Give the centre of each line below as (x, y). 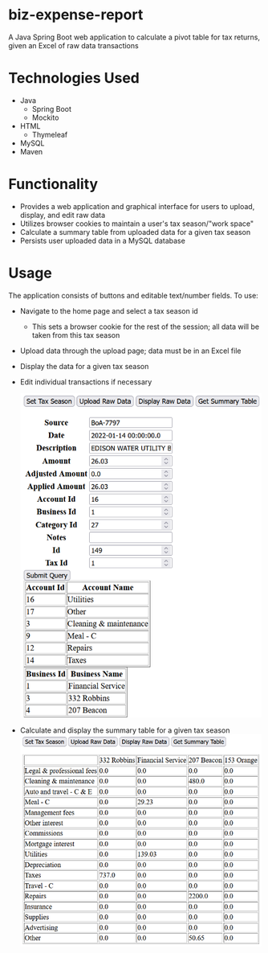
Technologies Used (74, 78)
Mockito (45, 117)
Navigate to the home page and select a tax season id (109, 310)
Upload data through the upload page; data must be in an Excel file (130, 351)
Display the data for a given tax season (84, 366)
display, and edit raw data (63, 215)
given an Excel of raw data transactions (73, 45)
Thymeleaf (50, 134)
